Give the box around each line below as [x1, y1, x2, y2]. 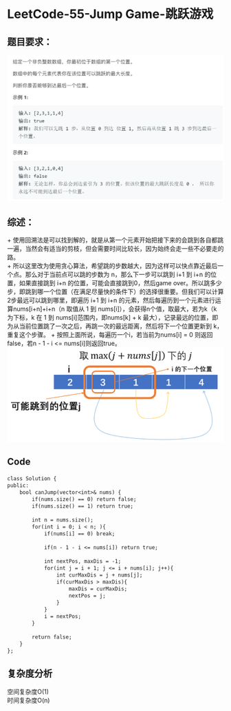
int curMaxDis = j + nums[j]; [56, 571, 143, 579]
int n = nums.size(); [32, 516, 94, 524]
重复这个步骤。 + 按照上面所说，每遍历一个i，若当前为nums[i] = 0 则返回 [7, 330, 213, 338]
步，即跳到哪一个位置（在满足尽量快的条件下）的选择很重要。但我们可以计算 [7, 287, 224, 296]
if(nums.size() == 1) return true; [32, 502, 134, 510]
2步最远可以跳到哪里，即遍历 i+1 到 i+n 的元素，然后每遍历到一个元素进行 [7, 296, 215, 304]
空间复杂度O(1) [7, 687, 49, 696]
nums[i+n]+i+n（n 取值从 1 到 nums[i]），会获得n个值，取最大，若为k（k [12, 305, 217, 313]
